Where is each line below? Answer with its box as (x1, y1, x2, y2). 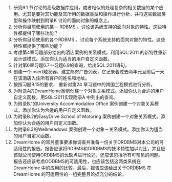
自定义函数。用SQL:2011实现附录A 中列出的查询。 (13, 94, 118, 100)
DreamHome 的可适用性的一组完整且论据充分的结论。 (13, 171, 127, 177)
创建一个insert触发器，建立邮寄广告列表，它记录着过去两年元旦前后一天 (13, 69, 165, 74)
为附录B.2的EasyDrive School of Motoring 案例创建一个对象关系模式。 (13, 113, 161, 119)
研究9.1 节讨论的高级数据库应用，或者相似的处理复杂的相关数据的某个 (13, 5, 159, 10)
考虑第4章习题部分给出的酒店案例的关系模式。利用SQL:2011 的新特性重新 (13, 49, 167, 55)
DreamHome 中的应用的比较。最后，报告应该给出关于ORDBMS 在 (13, 165, 152, 171)
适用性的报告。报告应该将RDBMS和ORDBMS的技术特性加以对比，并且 (13, 146, 161, 151)
